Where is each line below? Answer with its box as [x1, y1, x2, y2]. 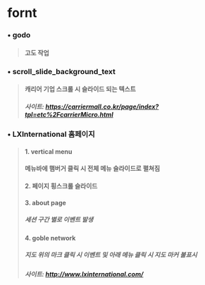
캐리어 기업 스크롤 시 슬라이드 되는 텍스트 [24, 85, 136, 93]
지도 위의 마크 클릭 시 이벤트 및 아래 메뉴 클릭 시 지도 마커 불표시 [24, 250, 197, 259]
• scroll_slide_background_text [7, 66, 116, 76]
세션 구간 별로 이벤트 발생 [24, 215, 94, 224]
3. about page [24, 198, 67, 207]
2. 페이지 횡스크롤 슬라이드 [24, 181, 98, 190]
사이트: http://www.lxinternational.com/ [24, 269, 144, 278]
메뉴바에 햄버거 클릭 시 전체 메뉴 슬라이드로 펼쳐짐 [24, 164, 161, 173]
